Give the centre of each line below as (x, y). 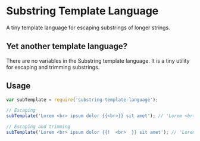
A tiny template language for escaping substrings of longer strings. (88, 27)
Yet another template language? (67, 46)
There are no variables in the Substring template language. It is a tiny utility (98, 60)
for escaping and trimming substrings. (53, 67)
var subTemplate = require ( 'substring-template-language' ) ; (82, 100)
